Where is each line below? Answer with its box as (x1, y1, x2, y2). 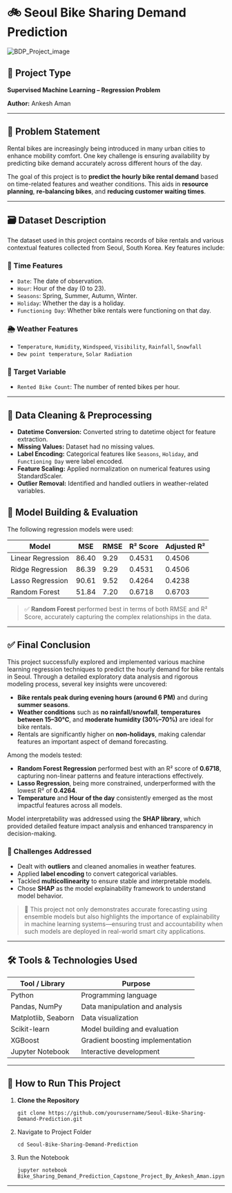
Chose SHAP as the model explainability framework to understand (17, 885, 206, 892)
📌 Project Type (7, 67, 71, 79)
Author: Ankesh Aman (7, 99, 71, 107)
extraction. (17, 435, 48, 444)
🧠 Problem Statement (7, 125, 101, 138)
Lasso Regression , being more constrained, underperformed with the (17, 778, 216, 787)
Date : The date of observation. (17, 277, 104, 285)
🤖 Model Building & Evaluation (7, 507, 138, 519)
